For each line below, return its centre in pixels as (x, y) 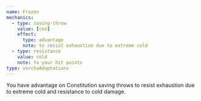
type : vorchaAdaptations (38, 68)
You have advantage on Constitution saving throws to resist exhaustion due (101, 85)
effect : (27, 34)
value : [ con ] (34, 29)
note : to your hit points (50, 62)
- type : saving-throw (39, 23)
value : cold (32, 57)
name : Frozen (23, 12)
